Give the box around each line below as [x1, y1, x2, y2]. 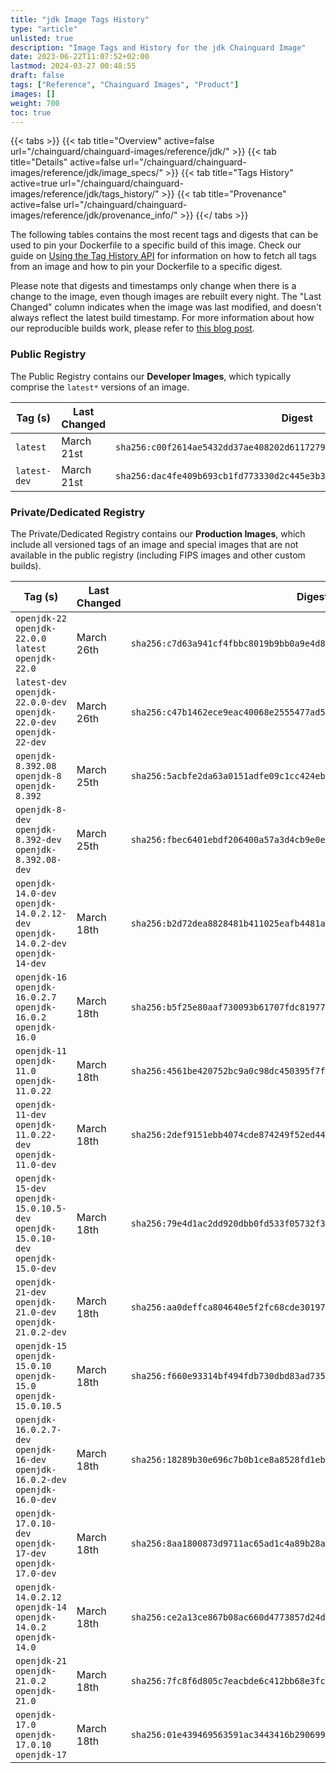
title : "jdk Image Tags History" [10, 14, 150, 25]
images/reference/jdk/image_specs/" [10, 167, 163, 179]
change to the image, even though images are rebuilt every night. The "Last [10, 291, 322, 303]
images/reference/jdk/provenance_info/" [10, 209, 178, 221]
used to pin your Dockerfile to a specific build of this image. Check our [10, 239, 302, 251]
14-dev [15, 957, 47, 969]
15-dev [15, 1182, 47, 1194]
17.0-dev [15, 1567, 57, 1579]
